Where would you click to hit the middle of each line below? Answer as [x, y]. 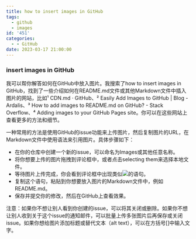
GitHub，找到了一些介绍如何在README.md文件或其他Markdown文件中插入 [96, 91]
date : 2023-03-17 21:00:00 [39, 50]
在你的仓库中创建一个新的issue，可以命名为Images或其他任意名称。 [96, 152]
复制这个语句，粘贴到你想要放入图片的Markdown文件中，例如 [89, 181]
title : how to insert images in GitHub [55, 11]
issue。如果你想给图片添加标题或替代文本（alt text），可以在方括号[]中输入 [96, 223]
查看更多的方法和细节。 [34, 120]
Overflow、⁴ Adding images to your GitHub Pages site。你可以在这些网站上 [97, 113]
